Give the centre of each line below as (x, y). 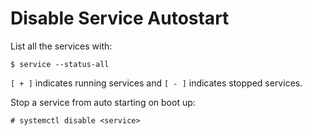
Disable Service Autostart (120, 18)
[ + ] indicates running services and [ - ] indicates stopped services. (156, 83)
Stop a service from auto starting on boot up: (103, 102)
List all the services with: (61, 46)
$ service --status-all (60, 64)
